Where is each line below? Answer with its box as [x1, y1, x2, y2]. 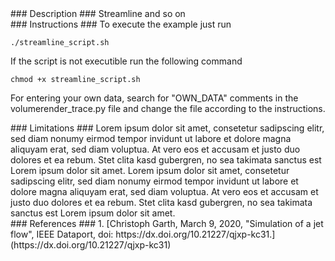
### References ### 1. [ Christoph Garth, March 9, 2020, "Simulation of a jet [10, 218, 324, 229]
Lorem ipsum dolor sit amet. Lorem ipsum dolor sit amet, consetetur [10, 165, 290, 176]
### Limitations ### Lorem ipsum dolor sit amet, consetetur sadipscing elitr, [10, 122, 325, 134]
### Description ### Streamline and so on [10, 8, 186, 19]
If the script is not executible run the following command [10, 55, 243, 67]
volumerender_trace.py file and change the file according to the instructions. [10, 103, 326, 114]
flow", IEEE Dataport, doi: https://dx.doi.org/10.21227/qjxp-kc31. [10, 228, 273, 240]
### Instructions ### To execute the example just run [10, 18, 232, 30]
